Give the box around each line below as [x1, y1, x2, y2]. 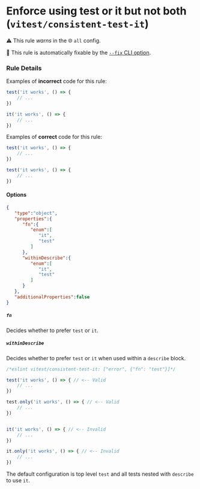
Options [6, 191, 27, 198]
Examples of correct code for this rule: [6, 134, 102, 141]
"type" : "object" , [14, 210, 58, 216]
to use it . [6, 477, 30, 484]
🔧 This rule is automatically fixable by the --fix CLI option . [6, 49, 151, 56]
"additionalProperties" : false [14, 294, 90, 300]
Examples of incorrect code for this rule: [6, 78, 107, 85]
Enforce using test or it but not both [6, 4, 187, 18]
